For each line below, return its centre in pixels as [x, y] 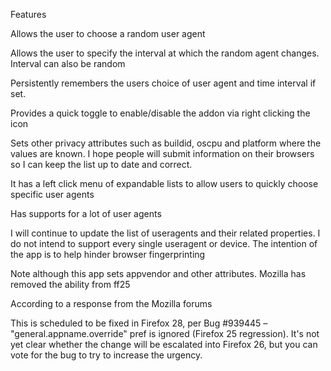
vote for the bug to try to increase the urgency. [106, 355]
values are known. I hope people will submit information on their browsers [162, 153]
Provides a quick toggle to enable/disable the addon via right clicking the [160, 113]
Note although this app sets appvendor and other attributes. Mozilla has [158, 273]
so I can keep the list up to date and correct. [101, 164]
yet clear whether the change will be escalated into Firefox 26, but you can [164, 344]
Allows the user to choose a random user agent [108, 33]
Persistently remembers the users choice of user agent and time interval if [163, 83]
